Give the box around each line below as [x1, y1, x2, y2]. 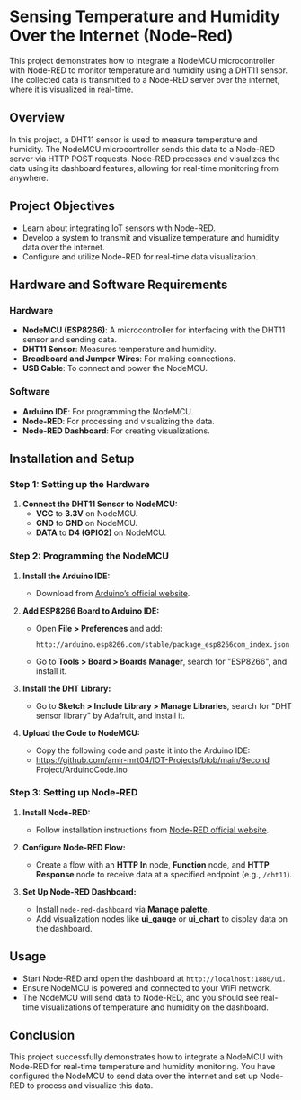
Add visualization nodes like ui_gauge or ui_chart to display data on [35, 913, 288, 924]
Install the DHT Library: [22, 683, 111, 694]
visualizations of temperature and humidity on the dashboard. [40, 1002, 270, 1013]
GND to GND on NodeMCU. [35, 518, 137, 529]
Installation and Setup [9, 450, 135, 466]
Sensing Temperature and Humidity [9, 6, 280, 27]
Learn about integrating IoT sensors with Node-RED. [22, 223, 216, 233]
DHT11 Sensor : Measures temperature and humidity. [22, 344, 217, 355]
